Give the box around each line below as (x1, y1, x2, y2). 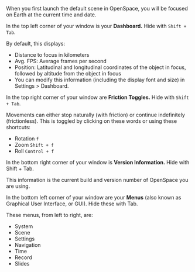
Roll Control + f (14, 147, 54, 154)
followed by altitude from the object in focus (14, 70, 122, 77)
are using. (6, 183, 30, 190)
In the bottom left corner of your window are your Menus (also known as (6, 194, 182, 201)
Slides (14, 260, 30, 267)
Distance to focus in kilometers (14, 51, 90, 58)
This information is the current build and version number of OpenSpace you (6, 177, 189, 183)
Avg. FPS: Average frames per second (14, 58, 107, 64)
